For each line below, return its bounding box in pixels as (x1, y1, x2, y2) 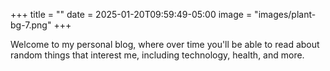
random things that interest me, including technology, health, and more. (10, 49, 305, 61)
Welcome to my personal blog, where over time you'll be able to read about (10, 39, 320, 50)
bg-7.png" (10, 19, 52, 31)
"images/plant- (254, 9, 317, 20)
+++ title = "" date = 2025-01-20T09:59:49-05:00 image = (10, 9, 253, 20)
